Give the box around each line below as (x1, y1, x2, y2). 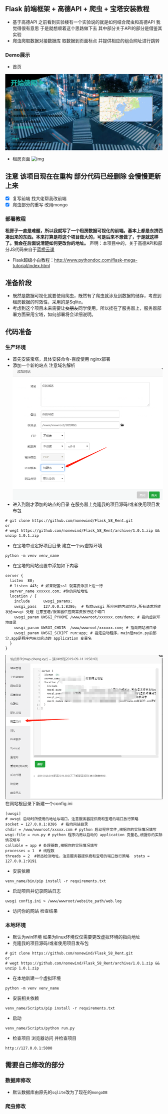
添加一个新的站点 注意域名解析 (12, 362, 75, 368)
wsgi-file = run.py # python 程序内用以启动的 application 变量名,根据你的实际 (5, 833, 162, 838)
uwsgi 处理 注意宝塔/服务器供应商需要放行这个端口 (12, 609, 105, 615)
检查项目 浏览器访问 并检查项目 (12, 1035, 76, 1041)
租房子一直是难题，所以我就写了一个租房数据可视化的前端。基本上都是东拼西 (5, 228, 163, 234)
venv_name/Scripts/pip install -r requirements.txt (5, 1006, 115, 1011)
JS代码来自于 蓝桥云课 (9, 246, 54, 252)
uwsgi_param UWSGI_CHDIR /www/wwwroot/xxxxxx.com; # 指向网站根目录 (14, 625, 157, 631)
